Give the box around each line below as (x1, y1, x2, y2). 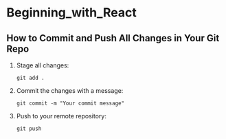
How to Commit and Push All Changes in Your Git (6, 32, 220, 44)
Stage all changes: (16, 61, 69, 69)
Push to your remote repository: (16, 112, 107, 120)
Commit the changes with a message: (16, 87, 124, 94)
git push (16, 125, 42, 132)
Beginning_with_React (6, 5, 137, 21)
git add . (16, 74, 45, 81)
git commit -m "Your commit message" (16, 100, 125, 107)
